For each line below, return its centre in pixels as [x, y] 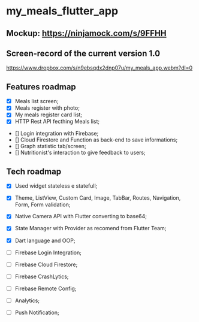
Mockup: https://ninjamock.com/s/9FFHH [86, 33]
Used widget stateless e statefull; [56, 186]
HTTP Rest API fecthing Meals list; [57, 122]
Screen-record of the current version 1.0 [83, 53]
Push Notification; [37, 312]
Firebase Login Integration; [48, 252]
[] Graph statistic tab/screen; [50, 146]
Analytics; [27, 300]
